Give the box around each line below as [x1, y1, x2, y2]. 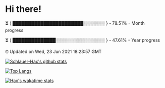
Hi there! [5, 3, 42, 15]
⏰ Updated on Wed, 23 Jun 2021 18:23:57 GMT [5, 48, 102, 54]
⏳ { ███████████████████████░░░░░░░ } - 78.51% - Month [5, 20, 145, 26]
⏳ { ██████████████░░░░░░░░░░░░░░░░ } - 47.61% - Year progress [5, 37, 160, 43]
